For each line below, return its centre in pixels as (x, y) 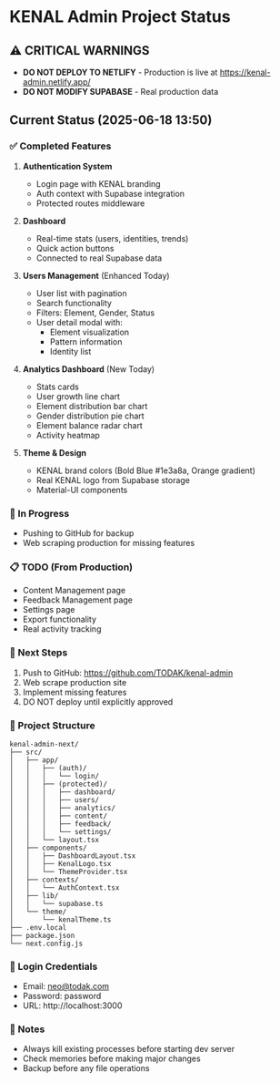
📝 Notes (27, 1029)
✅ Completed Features (60, 146)
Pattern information (86, 341)
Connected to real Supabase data (99, 258)
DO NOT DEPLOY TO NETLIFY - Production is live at (120, 72)
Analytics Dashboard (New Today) (89, 369)
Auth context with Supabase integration (110, 193)
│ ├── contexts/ (44, 880)
